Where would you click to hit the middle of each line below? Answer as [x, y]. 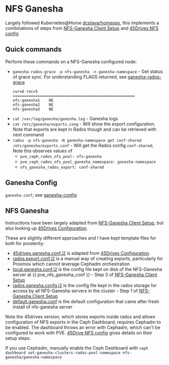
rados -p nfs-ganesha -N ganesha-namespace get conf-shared [77, 140]
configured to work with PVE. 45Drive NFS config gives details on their [79, 333]
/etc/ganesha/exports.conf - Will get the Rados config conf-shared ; [83, 145]
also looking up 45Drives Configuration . [47, 229]
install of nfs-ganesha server [42, 307]
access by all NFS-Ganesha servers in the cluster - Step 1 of [75, 291]
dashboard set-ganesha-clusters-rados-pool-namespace [63, 353]
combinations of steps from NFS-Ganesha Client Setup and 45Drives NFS [82, 28]
